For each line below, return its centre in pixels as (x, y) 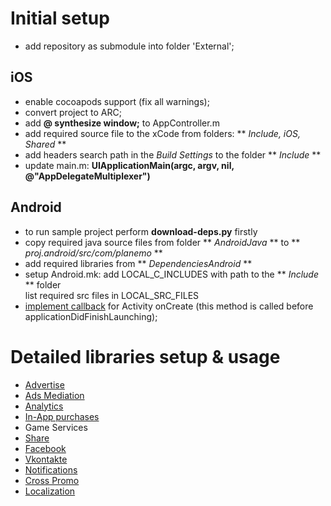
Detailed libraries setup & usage (145, 356)
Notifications (51, 469)
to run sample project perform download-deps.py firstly (141, 231)
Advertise (44, 384)
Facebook (45, 448)
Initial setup (60, 18)
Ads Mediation (54, 395)
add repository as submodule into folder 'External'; (129, 46)
